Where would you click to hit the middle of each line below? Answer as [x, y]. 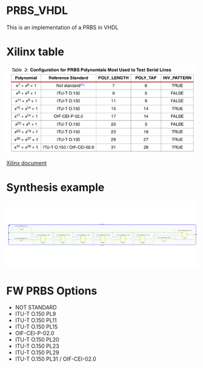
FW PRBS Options [52, 291]
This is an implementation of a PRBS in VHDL [62, 27]
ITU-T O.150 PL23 [37, 346]
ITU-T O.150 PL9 [35, 314]
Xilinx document [27, 163]
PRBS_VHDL [37, 11]
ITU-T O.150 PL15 [36, 327]
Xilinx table [35, 52]
